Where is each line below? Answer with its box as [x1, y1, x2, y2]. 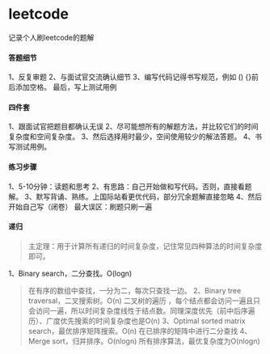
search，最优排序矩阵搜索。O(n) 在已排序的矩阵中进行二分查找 [27, 326, 238, 335]
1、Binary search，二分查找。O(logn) [8, 268, 133, 278]
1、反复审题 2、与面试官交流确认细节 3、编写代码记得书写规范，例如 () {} [8, 72, 252, 82]
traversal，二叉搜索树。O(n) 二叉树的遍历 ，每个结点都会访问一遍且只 [27, 296, 261, 306]
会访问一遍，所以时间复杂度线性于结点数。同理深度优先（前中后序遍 [27, 306, 255, 315]
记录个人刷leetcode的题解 [8, 32, 95, 42]
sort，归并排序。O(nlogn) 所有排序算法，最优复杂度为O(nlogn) [52, 336, 260, 346]
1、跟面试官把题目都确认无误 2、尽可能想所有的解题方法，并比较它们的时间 [8, 122, 259, 132]
